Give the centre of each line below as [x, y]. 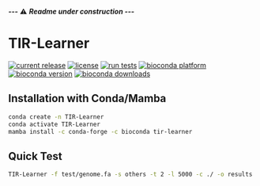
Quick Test [35, 156]
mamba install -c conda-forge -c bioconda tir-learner [100, 131]
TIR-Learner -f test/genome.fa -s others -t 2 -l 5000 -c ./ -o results [130, 175]
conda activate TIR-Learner [55, 124]
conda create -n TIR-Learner [56, 117]
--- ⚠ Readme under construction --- [72, 11]
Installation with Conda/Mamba [87, 99]
